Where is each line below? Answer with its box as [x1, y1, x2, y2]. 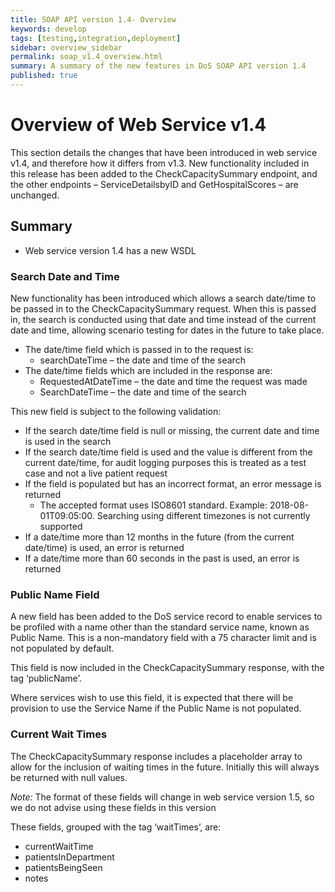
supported [39, 520, 83, 532]
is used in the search [24, 435, 112, 447]
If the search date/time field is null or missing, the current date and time [24, 424, 320, 436]
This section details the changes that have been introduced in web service [10, 146, 318, 158]
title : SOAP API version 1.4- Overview [10, 14, 177, 25]
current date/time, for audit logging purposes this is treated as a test [24, 456, 307, 468]
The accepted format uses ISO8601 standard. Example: [39, 499, 268, 511]
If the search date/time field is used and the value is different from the [24, 446, 313, 458]
